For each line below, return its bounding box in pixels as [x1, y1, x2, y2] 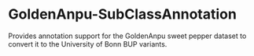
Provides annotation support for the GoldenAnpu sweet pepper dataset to [8, 31, 247, 40]
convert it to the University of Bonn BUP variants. [8, 39, 167, 48]
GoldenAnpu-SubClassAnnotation [8, 5, 237, 23]
